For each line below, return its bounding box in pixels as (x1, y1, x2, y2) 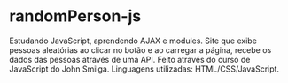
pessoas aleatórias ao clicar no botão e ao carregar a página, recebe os (9, 44, 272, 55)
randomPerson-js (9, 6, 142, 26)
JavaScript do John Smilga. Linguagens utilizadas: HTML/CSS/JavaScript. (9, 64, 280, 74)
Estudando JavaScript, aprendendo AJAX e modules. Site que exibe (9, 35, 257, 46)
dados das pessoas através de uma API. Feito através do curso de (9, 54, 251, 64)
